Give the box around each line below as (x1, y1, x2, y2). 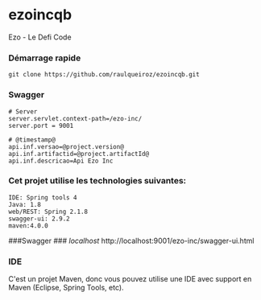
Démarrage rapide (8, 52, 81, 64)
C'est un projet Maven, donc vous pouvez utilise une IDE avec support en (8, 274, 252, 284)
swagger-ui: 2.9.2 (8, 215, 70, 223)
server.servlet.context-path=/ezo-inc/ (8, 114, 143, 122)
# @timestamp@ (8, 135, 56, 144)
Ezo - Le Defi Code (8, 32, 72, 42)
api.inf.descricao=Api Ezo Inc (8, 157, 114, 165)
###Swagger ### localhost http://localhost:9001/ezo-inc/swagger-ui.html (8, 236, 255, 245)
